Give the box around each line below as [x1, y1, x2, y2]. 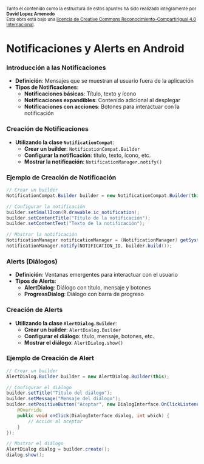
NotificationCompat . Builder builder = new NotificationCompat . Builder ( [6, 192, 191, 199]
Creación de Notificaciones [6, 125, 89, 133]
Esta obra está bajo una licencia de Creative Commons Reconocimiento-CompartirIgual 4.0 [6, 16, 196, 23]
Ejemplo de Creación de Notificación [6, 173, 117, 181]
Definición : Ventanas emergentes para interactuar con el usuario [15, 271, 178, 279]
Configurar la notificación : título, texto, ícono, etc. [24, 151, 151, 159]
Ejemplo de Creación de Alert [6, 354, 94, 362]
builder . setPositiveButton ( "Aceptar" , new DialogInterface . [6, 401, 162, 407]
